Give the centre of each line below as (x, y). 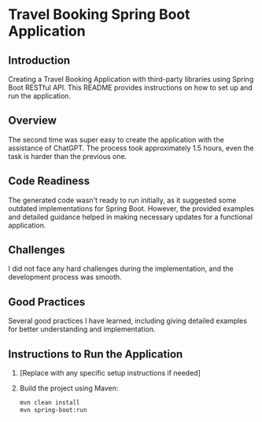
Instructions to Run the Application (96, 354)
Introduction (39, 60)
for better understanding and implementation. (82, 329)
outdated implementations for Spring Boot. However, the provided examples (131, 208)
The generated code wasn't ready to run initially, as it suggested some (122, 200)
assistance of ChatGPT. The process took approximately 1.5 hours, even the (131, 148)
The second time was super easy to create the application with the (116, 139)
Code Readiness (49, 181)
